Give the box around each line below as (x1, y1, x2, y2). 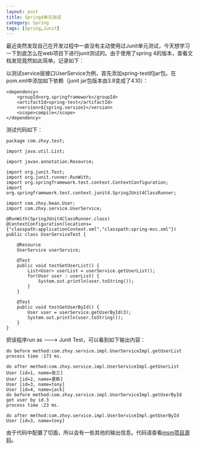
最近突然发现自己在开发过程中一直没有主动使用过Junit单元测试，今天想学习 (6, 42, 190, 49)
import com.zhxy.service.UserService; (6, 205, 102, 211)
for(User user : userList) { (27, 273, 100, 279)
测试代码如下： (6, 126, 43, 134)
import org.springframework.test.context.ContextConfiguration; (6, 179, 169, 186)
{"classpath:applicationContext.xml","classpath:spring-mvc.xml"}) (6, 226, 177, 232)
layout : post (6, 8, 39, 15)
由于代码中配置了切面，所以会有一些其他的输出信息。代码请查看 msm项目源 (6, 429, 190, 437)
